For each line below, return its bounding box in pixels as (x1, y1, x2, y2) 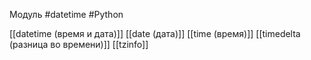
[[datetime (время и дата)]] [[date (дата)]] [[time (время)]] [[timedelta (9, 28, 301, 39)
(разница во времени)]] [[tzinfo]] (9, 39, 149, 50)
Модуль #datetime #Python (9, 9, 124, 20)
